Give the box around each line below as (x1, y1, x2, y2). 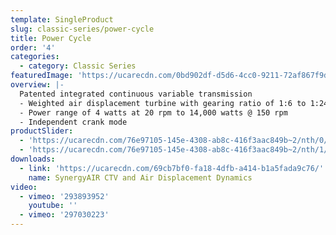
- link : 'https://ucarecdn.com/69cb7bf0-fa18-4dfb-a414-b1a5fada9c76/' (19, 163, 325, 173)
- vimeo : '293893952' (19, 191, 110, 201)
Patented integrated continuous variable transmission (19, 89, 253, 99)
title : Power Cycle (10, 33, 92, 43)
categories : (10, 52, 60, 62)
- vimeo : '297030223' (19, 210, 110, 220)
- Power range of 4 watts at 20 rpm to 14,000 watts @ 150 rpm (19, 107, 288, 118)
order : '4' (10, 42, 56, 53)
